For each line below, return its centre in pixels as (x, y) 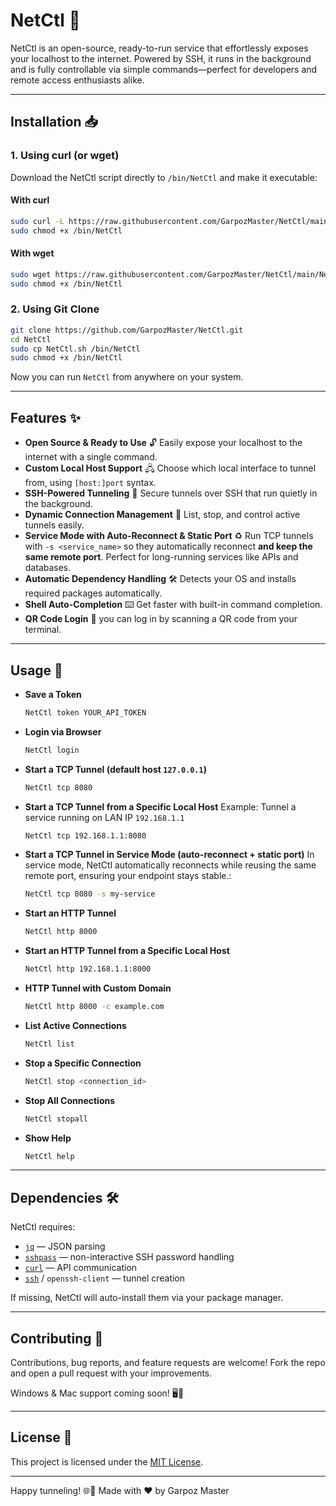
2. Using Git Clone (55, 309)
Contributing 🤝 (57, 1338)
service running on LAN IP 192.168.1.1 (104, 817)
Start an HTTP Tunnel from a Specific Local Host (127, 951)
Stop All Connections (70, 1100)
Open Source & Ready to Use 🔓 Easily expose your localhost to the (163, 443)
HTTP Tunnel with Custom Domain (98, 988)
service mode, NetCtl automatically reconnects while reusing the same (170, 865)
